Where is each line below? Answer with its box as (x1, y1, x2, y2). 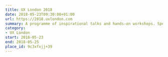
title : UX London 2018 (5, 7, 52, 12)
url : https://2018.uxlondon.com (5, 16, 72, 21)
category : (5, 26, 26, 31)
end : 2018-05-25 (5, 40, 39, 45)
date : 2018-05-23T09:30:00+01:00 (5, 12, 75, 17)
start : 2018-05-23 (5, 35, 43, 40)
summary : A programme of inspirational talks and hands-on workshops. (5, 21, 155, 26)
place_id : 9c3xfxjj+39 (5, 44, 52, 49)
